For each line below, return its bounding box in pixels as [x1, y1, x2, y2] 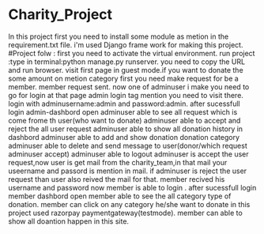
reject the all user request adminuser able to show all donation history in [8, 124, 243, 134]
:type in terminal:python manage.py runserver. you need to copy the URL [8, 57, 246, 66]
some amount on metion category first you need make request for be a [8, 74, 239, 83]
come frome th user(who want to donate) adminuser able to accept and [8, 115, 241, 125]
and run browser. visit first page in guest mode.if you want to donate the [8, 65, 243, 74]
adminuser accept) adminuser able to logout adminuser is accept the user [8, 149, 249, 159]
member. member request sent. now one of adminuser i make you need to [8, 81, 250, 92]
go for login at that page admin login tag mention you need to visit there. [8, 90, 243, 100]
